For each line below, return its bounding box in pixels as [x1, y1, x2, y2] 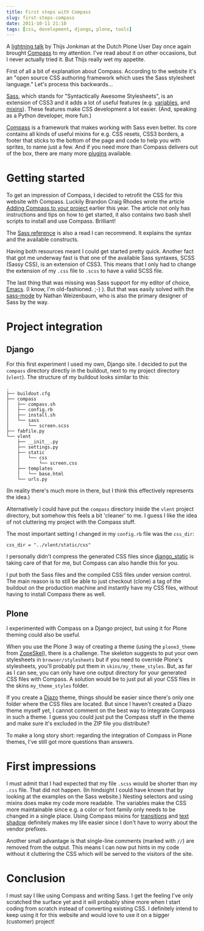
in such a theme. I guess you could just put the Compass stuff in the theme [6, 713, 194, 721]
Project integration [6, 320, 103, 334]
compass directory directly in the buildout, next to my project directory [6, 367, 180, 374]
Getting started [6, 171, 85, 185]
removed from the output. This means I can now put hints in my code [6, 844, 180, 851]
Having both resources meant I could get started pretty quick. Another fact [6, 248, 194, 255]
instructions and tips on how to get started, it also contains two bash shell [6, 211, 191, 218]
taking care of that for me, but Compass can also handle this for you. [6, 559, 179, 566]
